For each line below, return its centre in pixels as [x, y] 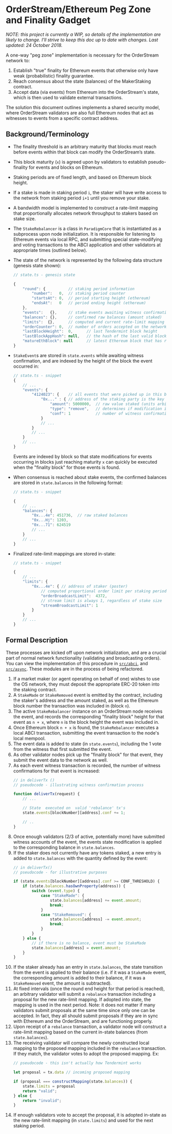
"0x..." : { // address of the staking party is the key [103, 399]
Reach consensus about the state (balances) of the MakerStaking [82, 81]
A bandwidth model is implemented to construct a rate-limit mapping [85, 208]
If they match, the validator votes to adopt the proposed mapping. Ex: [86, 1054]
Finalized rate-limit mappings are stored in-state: [65, 553]
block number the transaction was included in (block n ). [72, 705]
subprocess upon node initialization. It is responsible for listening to [84, 234]
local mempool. [29, 738]
